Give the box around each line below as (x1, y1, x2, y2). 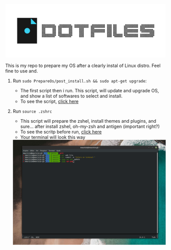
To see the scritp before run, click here (20, 128, 102, 135)
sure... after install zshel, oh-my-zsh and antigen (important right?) (20, 123, 160, 129)
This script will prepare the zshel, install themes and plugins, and (20, 118, 157, 124)
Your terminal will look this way (20, 134, 85, 140)
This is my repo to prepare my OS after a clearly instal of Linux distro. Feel (5, 62, 161, 68)
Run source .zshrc (12, 108, 52, 114)
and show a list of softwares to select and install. (20, 93, 123, 99)
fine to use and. (5, 67, 38, 74)
